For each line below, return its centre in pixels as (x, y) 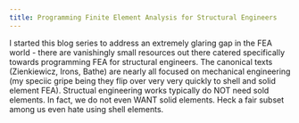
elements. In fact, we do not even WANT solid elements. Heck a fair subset (147, 100)
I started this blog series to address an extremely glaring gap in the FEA (141, 43)
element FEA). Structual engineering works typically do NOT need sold (139, 90)
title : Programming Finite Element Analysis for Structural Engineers (143, 17)
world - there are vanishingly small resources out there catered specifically (147, 52)
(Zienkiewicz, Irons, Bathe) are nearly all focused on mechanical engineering (150, 71)
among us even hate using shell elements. (87, 109)
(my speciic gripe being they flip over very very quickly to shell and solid (143, 80)
